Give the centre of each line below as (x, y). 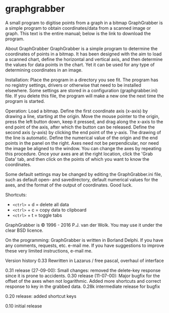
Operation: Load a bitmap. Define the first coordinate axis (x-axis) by (76, 111)
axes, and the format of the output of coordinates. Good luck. (69, 185)
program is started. (25, 101)
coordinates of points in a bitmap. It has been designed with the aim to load (83, 54)
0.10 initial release (24, 306)
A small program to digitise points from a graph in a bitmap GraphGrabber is (84, 23)
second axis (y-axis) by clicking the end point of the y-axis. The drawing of (83, 132)
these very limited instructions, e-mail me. (49, 251)
